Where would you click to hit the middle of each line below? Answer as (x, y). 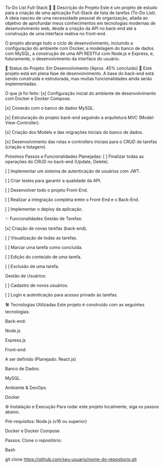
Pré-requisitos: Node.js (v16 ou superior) (46, 421)
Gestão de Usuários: (26, 276)
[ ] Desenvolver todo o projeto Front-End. (47, 190)
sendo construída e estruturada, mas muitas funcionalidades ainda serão (79, 79)
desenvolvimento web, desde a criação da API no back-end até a (71, 28)
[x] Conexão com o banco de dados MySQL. (50, 108)
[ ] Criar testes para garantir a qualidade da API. (53, 181)
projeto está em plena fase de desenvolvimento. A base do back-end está (80, 73)
